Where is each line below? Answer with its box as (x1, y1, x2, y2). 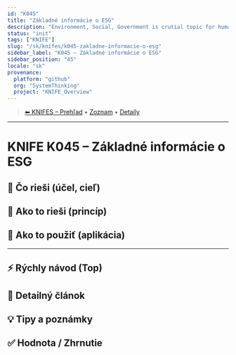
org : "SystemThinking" (13, 82, 80, 89)
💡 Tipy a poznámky (7, 314, 93, 326)
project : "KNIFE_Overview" (13, 88, 93, 95)
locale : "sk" (7, 62, 46, 69)
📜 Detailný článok (7, 289, 86, 302)
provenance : (7, 69, 42, 76)
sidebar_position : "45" (7, 56, 77, 63)
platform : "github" (13, 75, 71, 83)
